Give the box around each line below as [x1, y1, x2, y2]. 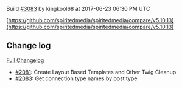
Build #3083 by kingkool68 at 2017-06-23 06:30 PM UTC [6, 5, 150, 12]
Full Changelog [6, 57, 44, 64]
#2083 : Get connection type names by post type [15, 75, 138, 82]
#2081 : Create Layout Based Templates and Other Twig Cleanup [15, 68, 177, 75]
